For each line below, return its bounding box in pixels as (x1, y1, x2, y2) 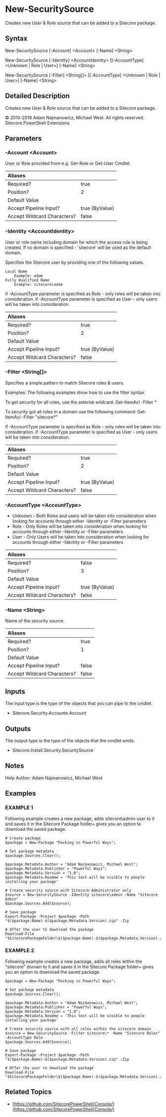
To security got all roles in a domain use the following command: (5, 408, 137, 414)
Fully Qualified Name (5, 277, 50, 283)
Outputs (5, 724, 31, 733)
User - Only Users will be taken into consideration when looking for (12, 534, 149, 540)
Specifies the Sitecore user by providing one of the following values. (5, 259, 144, 265)
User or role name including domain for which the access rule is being (5, 239, 148, 245)
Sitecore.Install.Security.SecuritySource (12, 747, 94, 753)
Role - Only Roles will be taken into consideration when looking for (12, 523, 148, 530)
